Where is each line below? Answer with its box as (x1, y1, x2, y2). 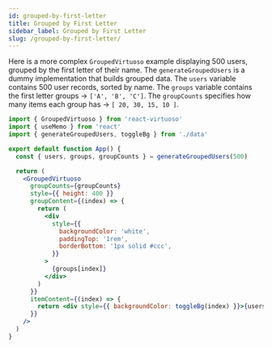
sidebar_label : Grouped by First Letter (8, 27, 147, 35)
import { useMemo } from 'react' (8, 123, 121, 131)
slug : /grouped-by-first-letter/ (8, 34, 121, 43)
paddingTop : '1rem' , (59, 235, 129, 243)
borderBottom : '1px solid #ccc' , (59, 242, 172, 251)
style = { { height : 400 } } (29, 189, 114, 198)
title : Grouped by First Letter (8, 19, 117, 28)
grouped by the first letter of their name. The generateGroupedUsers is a (8, 66, 245, 75)
